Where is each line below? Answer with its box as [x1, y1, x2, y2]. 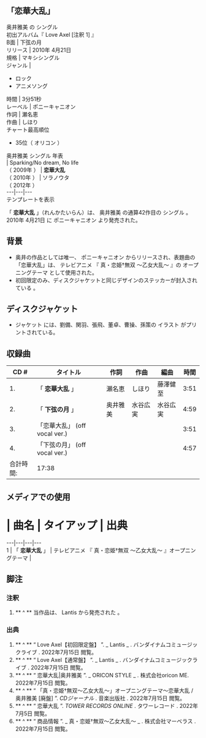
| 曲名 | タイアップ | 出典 [6, 519, 128, 532]
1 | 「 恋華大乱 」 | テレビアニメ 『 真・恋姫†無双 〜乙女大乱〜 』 [6, 546, 170, 553]
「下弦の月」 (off [36, 441, 86, 449]
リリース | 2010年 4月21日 [6, 46, 72, 53]
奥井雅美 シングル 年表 [6, 152, 63, 159]
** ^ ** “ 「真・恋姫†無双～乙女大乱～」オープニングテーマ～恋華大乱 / [15, 687, 194, 694]
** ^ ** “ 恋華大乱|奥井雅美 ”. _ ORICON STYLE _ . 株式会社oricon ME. [15, 671, 189, 679]
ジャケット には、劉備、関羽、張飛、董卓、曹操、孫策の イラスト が [15, 321, 186, 329]
